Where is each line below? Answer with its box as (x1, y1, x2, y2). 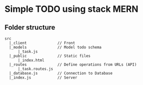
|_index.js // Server (9, 75, 78, 80)
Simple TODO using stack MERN (4, 3, 139, 15)
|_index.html (17, 58, 45, 63)
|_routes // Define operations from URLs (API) (9, 62, 137, 67)
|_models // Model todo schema (9, 45, 102, 50)
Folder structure (4, 23, 56, 32)
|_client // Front (9, 41, 76, 45)
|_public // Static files (9, 53, 91, 58)
